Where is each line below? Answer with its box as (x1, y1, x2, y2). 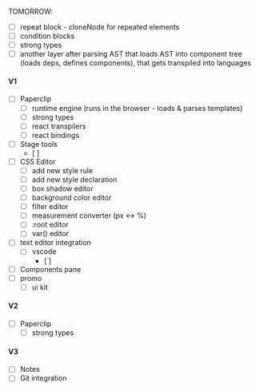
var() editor (31, 229, 70, 239)
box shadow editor (31, 184, 94, 194)
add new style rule (31, 165, 94, 175)
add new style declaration (31, 175, 118, 184)
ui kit (31, 282, 48, 292)
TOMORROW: (8, 7, 54, 16)
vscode (31, 247, 57, 256)
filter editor (31, 202, 69, 211)
